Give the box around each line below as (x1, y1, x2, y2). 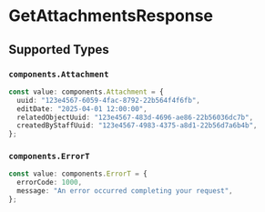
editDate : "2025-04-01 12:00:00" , (16, 104, 148, 114)
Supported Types (8, 42, 110, 57)
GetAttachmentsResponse (8, 5, 214, 26)
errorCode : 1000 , (16, 178, 83, 187)
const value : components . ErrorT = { (8, 169, 148, 178)
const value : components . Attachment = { (8, 87, 165, 96)
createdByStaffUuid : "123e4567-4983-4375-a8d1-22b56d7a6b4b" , (16, 121, 258, 130)
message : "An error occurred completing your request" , (16, 187, 233, 196)
